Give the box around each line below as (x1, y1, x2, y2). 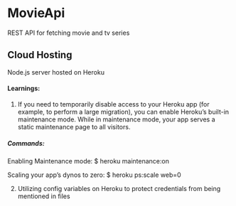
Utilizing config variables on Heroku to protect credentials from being (17, 184, 221, 193)
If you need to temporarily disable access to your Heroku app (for (17, 99, 210, 108)
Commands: (7, 139, 45, 147)
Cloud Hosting (7, 49, 73, 61)
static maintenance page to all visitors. (17, 122, 131, 131)
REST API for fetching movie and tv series (7, 28, 130, 37)
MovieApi (7, 5, 65, 21)
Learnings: (7, 84, 41, 93)
